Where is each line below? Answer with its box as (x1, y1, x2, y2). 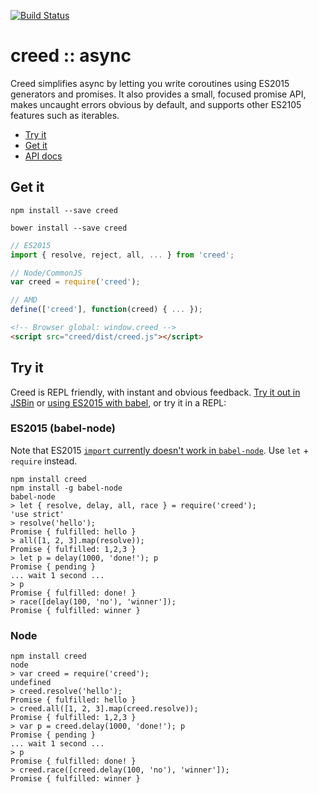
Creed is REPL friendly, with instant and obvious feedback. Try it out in (10, 386, 301, 398)
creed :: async (10, 45, 132, 67)
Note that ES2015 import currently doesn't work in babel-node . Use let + (10, 444, 310, 456)
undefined (10, 678, 52, 688)
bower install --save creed (10, 223, 128, 233)
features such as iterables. (10, 109, 120, 121)
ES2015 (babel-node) (10, 421, 116, 435)
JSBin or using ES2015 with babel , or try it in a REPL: (10, 396, 227, 409)
